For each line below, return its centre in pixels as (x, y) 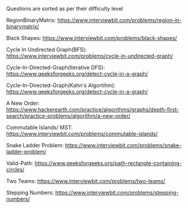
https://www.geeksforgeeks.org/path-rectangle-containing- (108, 163)
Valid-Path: (20, 163)
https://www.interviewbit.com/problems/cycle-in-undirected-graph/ (90, 56)
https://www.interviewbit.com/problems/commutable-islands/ (82, 134)
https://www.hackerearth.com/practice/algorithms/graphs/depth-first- (93, 109)
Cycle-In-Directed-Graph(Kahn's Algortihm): (61, 85)
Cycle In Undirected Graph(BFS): (47, 49)
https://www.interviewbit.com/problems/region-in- (120, 20)
